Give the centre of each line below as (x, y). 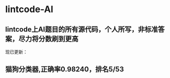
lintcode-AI (29, 9)
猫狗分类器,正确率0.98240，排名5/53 (65, 69)
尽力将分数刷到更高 (48, 39)
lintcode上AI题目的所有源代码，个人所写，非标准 (82, 29)
